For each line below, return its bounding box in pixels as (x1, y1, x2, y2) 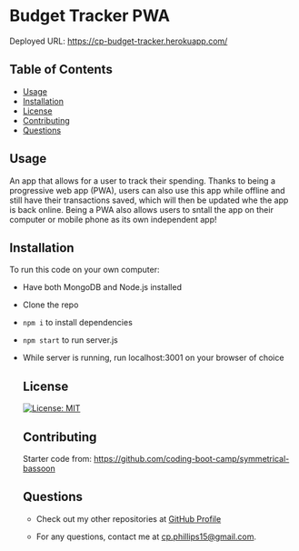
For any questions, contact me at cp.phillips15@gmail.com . (35, 531, 257, 542)
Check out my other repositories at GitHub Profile (35, 513, 222, 524)
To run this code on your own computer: (9, 265, 160, 275)
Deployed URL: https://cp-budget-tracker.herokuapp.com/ (9, 35, 228, 46)
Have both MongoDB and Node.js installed (22, 282, 182, 293)
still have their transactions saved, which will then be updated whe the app (9, 195, 289, 205)
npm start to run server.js (22, 335, 118, 346)
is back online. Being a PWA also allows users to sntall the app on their (9, 204, 274, 215)
